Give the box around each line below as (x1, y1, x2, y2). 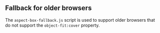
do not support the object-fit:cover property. (5, 22, 100, 28)
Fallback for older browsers (5, 4, 92, 12)
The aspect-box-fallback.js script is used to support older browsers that (5, 17, 155, 23)
